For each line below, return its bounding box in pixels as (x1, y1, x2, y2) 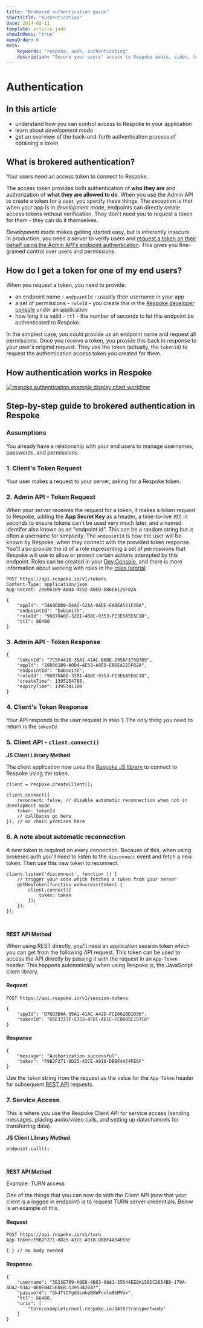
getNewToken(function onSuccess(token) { (17, 881, 123, 887)
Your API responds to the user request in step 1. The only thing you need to (6, 716, 193, 723)
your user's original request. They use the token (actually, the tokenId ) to (6, 343, 188, 351)
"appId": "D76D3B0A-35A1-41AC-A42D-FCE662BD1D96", (17, 1011, 147, 1017)
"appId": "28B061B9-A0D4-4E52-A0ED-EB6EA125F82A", (17, 662, 147, 668)
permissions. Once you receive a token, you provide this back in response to (6, 337, 197, 344)
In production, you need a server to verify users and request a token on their (6, 235, 196, 242)
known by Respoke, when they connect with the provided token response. (6, 539, 191, 546)
